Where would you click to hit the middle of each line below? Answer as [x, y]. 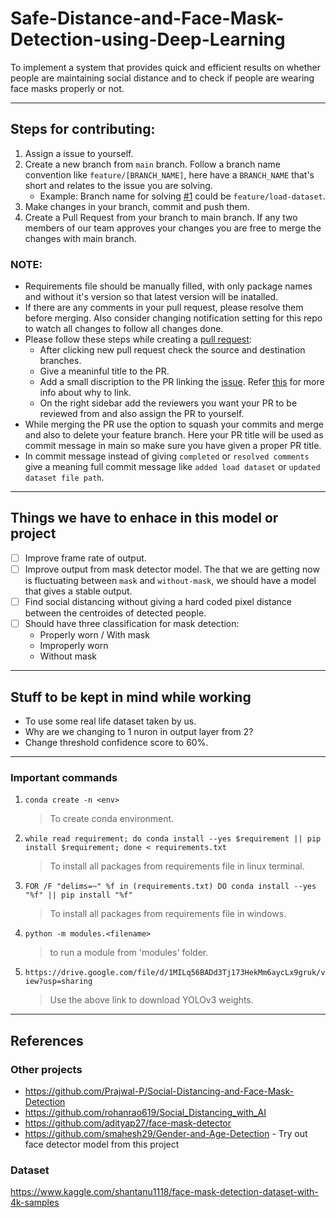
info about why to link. [85, 393]
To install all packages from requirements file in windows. [168, 914]
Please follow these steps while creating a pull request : [138, 339]
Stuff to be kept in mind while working [131, 697]
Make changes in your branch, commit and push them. [137, 206]
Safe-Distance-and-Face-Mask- [147, 18]
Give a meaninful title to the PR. [104, 371]
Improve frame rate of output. [85, 558]
